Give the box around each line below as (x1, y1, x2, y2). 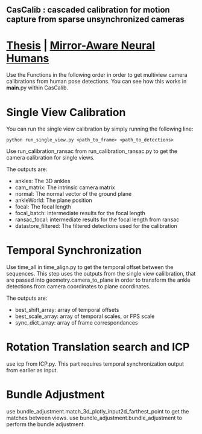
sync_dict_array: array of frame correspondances (14, 319, 138, 326)
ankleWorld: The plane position (14, 196, 92, 204)
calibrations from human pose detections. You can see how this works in (6, 78, 187, 85)
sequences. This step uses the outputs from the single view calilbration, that (6, 270, 196, 277)
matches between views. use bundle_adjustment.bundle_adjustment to (6, 414, 183, 422)
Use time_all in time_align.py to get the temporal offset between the (6, 264, 174, 271)
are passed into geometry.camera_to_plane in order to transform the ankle (6, 276, 191, 283)
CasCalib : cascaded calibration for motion (6, 5, 170, 15)
